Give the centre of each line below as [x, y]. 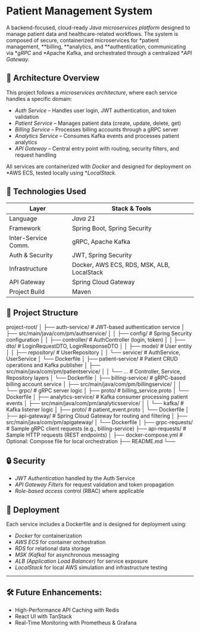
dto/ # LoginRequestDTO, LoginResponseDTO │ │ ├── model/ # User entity [99, 346]
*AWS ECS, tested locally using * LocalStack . [62, 173]
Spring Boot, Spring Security [112, 228]
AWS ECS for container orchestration [60, 542]
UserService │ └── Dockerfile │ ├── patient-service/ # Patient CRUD [92, 359]
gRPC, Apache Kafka [101, 241]
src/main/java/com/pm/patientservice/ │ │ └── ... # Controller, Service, [94, 372]
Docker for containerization [48, 536]
